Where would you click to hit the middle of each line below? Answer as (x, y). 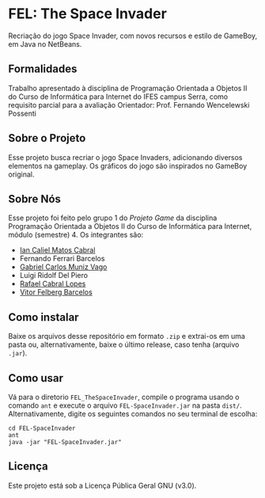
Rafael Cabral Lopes (53, 284)
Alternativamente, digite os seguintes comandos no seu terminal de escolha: (133, 414)
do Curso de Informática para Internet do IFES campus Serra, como (118, 97)
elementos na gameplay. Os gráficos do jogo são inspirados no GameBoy (128, 165)
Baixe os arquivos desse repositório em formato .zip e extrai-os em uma (127, 336)
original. (21, 174)
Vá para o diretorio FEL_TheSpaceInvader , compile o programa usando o (124, 397)
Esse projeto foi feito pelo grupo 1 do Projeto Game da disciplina (113, 218)
